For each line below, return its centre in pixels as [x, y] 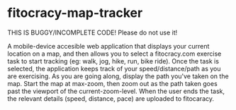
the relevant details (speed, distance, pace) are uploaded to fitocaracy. [111, 98]
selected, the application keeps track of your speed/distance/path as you [114, 68]
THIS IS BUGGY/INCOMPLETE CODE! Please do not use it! [92, 32]
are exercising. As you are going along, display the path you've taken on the [118, 76]
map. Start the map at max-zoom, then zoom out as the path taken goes [112, 83]
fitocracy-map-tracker [75, 13]
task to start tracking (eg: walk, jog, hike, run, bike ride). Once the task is [113, 61]
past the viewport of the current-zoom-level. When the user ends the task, [116, 91]
